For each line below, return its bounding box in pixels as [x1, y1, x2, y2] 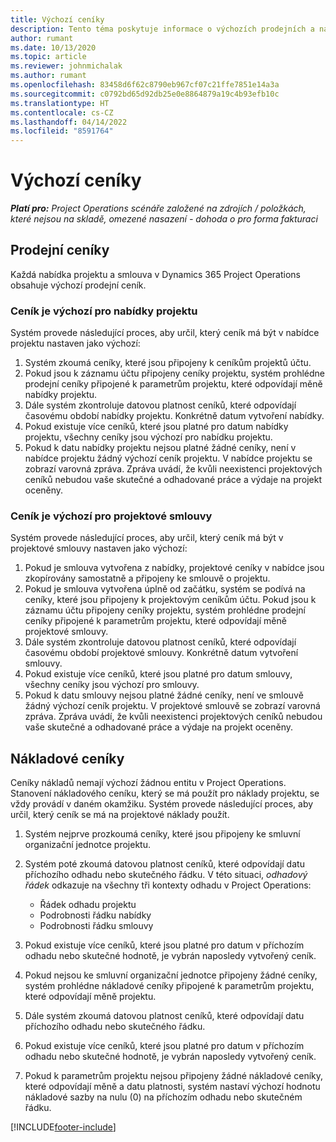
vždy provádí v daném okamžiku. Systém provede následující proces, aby [10, 798, 314, 810]
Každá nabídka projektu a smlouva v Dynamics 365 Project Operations [10, 268, 301, 280]
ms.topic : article [10, 52, 87, 62]
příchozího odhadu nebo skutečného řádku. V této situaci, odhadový [24, 869, 308, 881]
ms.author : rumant [10, 71, 87, 81]
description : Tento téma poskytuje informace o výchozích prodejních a [10, 24, 315, 34]
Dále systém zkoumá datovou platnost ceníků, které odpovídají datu [24, 1010, 305, 1022]
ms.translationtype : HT [10, 98, 110, 108]
